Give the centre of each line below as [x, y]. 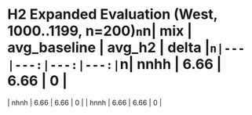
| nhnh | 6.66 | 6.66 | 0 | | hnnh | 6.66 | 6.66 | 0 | [85, 102]
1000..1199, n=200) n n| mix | [100, 31]
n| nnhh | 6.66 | [171, 65]
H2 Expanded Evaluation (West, [113, 14]
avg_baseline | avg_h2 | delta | [109, 48]
